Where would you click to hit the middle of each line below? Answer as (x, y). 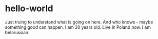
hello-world (29, 9)
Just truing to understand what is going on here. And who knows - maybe (79, 22)
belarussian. (17, 32)
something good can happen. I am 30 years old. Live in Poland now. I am (78, 27)
